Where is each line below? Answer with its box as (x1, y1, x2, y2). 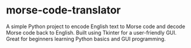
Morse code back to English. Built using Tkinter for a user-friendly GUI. (6, 29, 177, 36)
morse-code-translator (6, 4, 121, 17)
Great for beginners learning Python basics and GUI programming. (6, 35, 166, 42)
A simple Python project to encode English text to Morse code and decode (6, 23, 186, 30)
